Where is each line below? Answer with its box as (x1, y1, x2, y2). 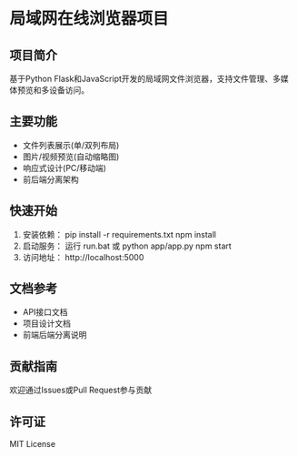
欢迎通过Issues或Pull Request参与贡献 (9, 384, 153, 396)
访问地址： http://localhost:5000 (22, 251, 144, 262)
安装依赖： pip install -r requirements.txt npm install (22, 228, 216, 239)
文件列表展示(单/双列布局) (22, 139, 120, 150)
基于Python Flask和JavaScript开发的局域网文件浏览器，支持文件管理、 (9, 74, 273, 84)
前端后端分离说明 (22, 330, 87, 340)
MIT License (9, 439, 56, 450)
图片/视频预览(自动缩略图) (22, 151, 120, 162)
